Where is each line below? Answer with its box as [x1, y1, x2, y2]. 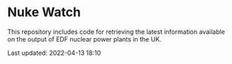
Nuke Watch [7, 4, 82, 20]
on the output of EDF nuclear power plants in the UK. [7, 34, 162, 43]
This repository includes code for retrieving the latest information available [7, 27, 226, 36]
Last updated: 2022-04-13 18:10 [7, 49, 101, 57]
